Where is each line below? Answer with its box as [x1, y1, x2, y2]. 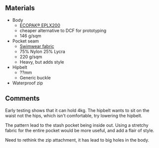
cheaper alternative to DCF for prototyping [19, 27, 107, 34]
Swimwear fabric [19, 43, 54, 49]
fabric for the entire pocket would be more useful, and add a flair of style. [5, 127, 155, 133]
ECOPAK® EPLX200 [19, 22, 60, 28]
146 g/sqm [19, 33, 41, 38]
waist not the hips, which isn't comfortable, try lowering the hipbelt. [5, 112, 142, 118]
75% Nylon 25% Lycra [19, 48, 66, 54]
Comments [5, 94, 40, 103]
